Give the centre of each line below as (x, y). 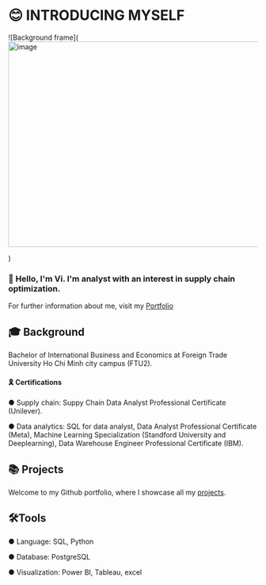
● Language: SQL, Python (51, 541)
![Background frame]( (44, 37)
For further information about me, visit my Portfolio (91, 306)
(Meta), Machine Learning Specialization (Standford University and (117, 435)
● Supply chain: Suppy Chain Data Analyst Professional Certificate (117, 402)
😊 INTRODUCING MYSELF (97, 15)
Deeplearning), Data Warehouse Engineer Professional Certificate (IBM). (126, 444)
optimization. (34, 288)
